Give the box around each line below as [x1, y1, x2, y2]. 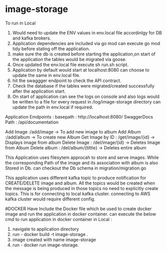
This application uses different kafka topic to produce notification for [5, 174, 146, 180]
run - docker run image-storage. [12, 241, 79, 248]
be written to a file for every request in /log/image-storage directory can [12, 98, 161, 104]
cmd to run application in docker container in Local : [5, 216, 112, 222]
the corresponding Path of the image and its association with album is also [5, 159, 159, 165]
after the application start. [12, 88, 66, 94]
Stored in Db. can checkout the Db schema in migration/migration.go [5, 165, 147, 171]
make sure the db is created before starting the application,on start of [12, 51, 156, 57]
